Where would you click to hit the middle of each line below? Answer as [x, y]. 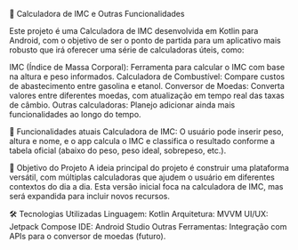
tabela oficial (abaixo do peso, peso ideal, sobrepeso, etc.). [118, 150]
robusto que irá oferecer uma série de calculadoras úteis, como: [127, 50]
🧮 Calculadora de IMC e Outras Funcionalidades [97, 14]
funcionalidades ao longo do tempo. [75, 114]
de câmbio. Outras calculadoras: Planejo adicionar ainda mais [122, 105]
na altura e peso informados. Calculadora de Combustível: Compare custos [147, 77]
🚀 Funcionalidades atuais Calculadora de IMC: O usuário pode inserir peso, [147, 132]
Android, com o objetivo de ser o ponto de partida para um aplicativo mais [145, 40]
